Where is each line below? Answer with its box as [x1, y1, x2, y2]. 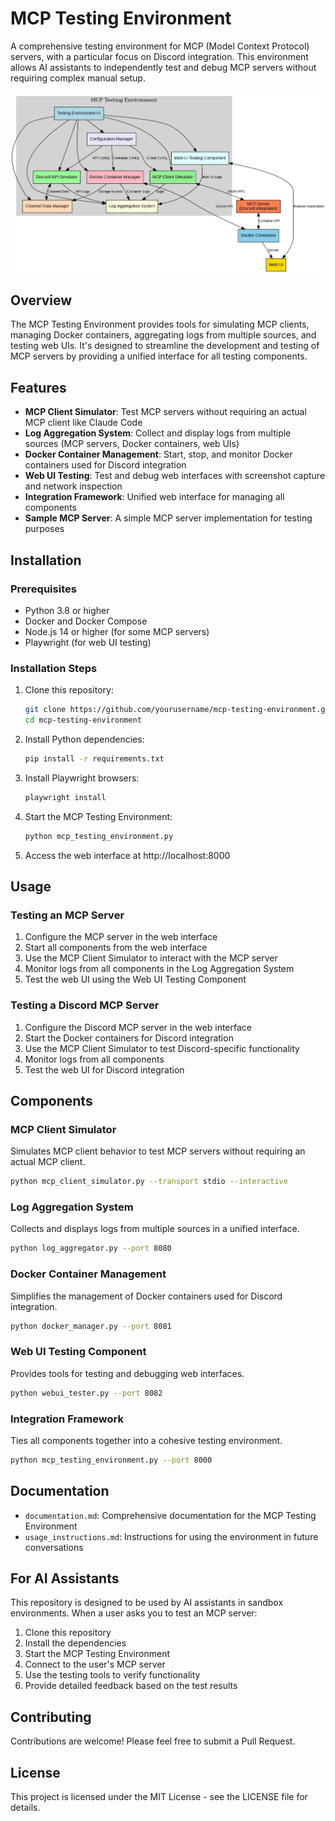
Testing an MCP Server [10, 908, 125, 922]
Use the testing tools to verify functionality [24, 1669, 201, 1681]
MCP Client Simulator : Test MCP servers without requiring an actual [24, 406, 307, 418]
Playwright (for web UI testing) [24, 636, 152, 648]
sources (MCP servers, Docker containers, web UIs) [24, 438, 240, 450]
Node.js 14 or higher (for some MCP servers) [24, 625, 210, 637]
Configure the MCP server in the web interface [24, 931, 218, 943]
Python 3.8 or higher [24, 604, 110, 616]
